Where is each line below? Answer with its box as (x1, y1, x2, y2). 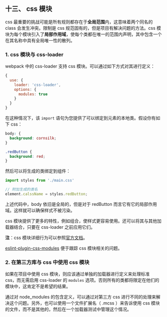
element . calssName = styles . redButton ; (5, 191, 88, 197)
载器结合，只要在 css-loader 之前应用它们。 (5, 224, 95, 230)
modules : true (18, 91, 48, 97)
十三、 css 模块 (5, 4, 52, 13)
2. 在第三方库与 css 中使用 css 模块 (5, 258, 89, 265)
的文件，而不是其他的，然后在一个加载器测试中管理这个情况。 (5, 307, 132, 313)
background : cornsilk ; (9, 135, 57, 140)
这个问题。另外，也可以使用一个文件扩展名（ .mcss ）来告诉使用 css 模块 (9, 300, 160, 306)
